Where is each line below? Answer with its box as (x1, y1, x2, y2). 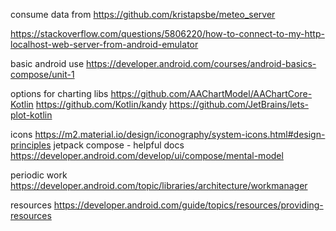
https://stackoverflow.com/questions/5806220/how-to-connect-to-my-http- (10, 28, 325, 39)
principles (10, 139, 52, 151)
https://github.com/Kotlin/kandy (35, 99, 168, 110)
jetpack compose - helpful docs (53, 139, 185, 151)
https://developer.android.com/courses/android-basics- (86, 58, 317, 69)
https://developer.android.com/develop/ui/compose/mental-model (10, 150, 284, 161)
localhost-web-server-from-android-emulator (10, 39, 199, 50)
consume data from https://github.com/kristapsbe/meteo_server (10, 9, 276, 20)
